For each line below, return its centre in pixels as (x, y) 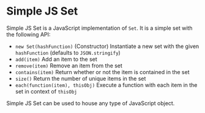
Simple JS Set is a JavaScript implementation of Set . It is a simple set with (99, 28)
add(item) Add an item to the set (56, 59)
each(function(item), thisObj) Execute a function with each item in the (106, 85)
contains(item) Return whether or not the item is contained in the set (102, 72)
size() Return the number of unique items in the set (80, 78)
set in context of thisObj (46, 91)
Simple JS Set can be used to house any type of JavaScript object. (91, 103)
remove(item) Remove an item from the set (69, 66)
